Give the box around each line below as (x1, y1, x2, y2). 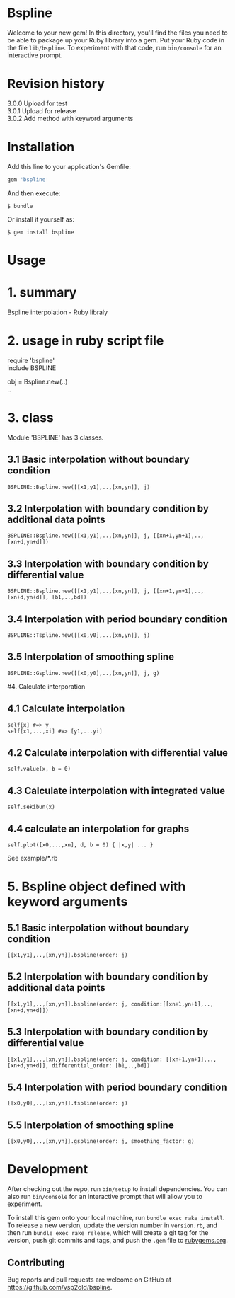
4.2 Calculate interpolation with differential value (7, 747, 229, 759)
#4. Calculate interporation (7, 682, 86, 691)
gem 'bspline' (7, 176, 50, 183)
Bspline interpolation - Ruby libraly (7, 308, 108, 316)
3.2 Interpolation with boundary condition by (7, 502, 209, 515)
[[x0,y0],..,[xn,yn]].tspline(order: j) (7, 1100, 129, 1107)
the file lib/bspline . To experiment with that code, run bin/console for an (7, 43, 222, 52)
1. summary (7, 285, 77, 301)
